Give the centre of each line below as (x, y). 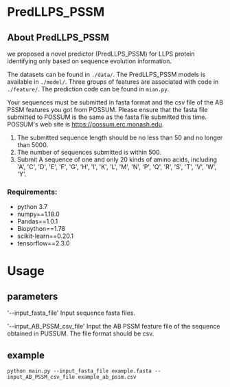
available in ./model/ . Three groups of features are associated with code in (113, 82)
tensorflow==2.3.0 (43, 243)
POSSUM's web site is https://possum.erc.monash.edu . (85, 124)
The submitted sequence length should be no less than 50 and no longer (120, 137)
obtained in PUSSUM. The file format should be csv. (81, 333)
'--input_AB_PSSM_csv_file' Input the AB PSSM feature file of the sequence (114, 327)
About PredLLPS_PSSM (58, 37)
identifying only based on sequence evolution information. (89, 61)
